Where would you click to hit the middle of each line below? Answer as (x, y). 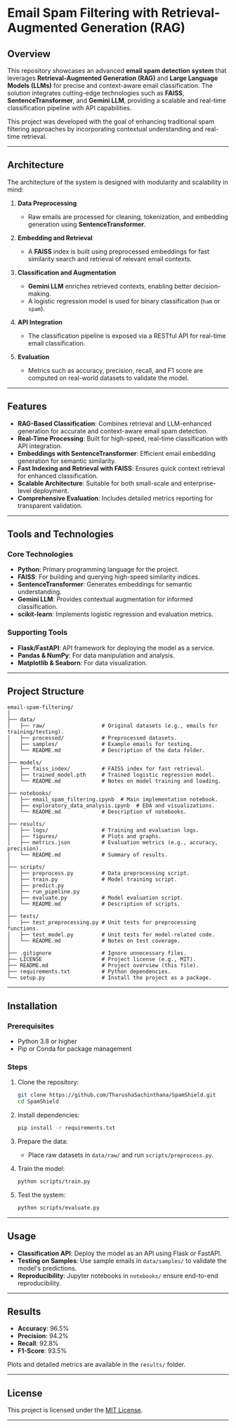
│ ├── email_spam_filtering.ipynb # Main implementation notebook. (113, 800)
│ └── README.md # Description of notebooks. (97, 812)
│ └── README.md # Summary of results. (88, 855)
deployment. (51, 490)
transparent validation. (50, 505)
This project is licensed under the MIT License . (75, 1410)
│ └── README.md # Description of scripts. (94, 904)
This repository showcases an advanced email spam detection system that (117, 71)
